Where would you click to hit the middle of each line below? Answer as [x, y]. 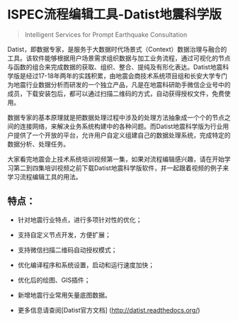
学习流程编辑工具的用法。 [45, 176]
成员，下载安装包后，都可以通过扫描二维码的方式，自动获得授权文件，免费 [116, 94]
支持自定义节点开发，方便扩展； [64, 235]
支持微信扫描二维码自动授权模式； [67, 249]
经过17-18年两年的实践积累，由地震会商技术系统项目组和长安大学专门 [127, 76]
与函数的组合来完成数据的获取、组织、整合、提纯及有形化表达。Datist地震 [115, 67]
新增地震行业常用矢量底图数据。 [64, 295]
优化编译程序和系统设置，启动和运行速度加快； [86, 265]
